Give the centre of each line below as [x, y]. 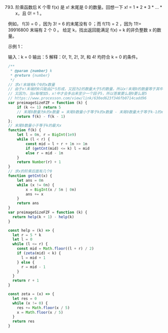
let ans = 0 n [30, 180]
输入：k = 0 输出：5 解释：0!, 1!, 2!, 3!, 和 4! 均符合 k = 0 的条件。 [74, 57]
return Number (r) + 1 [39, 162]
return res [24, 321]
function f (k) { [25, 130]
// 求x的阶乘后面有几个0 [30, 171]
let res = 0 [25, 299]
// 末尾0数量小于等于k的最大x [35, 126]
